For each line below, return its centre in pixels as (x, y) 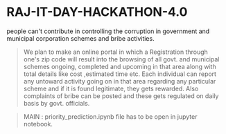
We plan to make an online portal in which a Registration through (116, 52)
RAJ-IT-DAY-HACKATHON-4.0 (97, 12)
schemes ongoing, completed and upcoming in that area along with (120, 66)
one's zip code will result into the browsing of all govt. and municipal (121, 59)
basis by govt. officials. (56, 103)
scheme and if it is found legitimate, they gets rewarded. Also (111, 88)
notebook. (38, 124)
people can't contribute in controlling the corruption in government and (108, 31)
